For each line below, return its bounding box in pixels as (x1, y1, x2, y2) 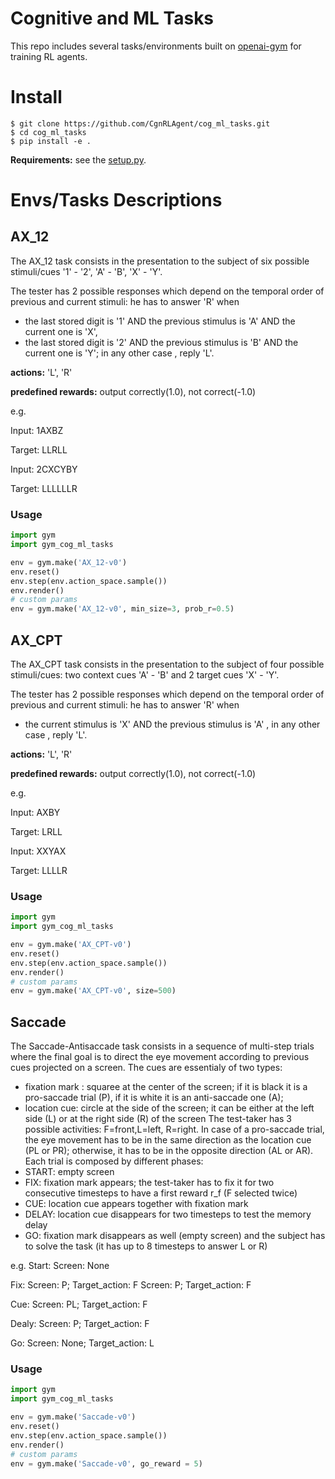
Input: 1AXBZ (10, 424, 64, 436)
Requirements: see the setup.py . (10, 153, 147, 166)
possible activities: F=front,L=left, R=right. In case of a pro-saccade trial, (24, 1123, 325, 1136)
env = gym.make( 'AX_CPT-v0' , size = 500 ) (10, 986, 177, 996)
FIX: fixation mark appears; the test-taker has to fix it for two (24, 1177, 275, 1189)
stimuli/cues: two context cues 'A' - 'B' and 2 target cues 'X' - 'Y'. (10, 668, 280, 681)
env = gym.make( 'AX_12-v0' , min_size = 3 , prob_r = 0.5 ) (10, 604, 235, 614)
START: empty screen (24, 1166, 115, 1178)
